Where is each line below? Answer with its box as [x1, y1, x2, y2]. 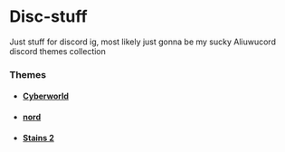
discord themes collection [9, 45, 107, 56]
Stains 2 [22, 132, 54, 143]
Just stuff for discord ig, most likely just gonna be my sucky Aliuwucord [9, 36, 276, 47]
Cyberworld [22, 90, 70, 101]
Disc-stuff [9, 6, 88, 27]
